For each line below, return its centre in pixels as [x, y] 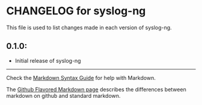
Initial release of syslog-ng [48, 60]
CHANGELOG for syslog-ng [76, 11]
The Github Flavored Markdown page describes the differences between [96, 89]
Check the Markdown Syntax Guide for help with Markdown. [81, 78]
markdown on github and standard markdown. [63, 95]
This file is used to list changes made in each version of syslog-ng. [89, 27]
